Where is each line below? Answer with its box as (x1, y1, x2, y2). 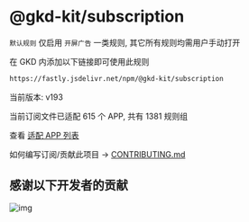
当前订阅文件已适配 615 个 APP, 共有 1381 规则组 (9, 111, 189, 121)
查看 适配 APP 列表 (9, 129, 79, 140)
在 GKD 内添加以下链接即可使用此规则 (9, 56, 150, 67)
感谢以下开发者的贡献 (9, 178, 128, 193)
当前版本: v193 (9, 92, 63, 102)
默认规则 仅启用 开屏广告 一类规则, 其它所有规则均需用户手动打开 (9, 37, 241, 48)
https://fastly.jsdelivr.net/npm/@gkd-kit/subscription (9, 74, 224, 83)
